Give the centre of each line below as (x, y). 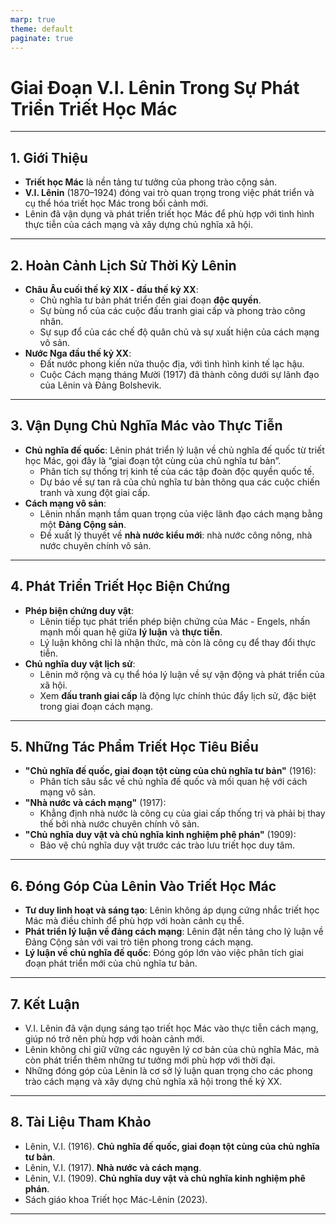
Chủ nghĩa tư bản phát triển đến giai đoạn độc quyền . (150, 300)
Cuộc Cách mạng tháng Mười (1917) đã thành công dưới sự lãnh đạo (179, 374)
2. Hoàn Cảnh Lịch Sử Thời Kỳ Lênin (123, 265)
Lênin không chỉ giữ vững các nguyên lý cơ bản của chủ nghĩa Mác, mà (172, 1049)
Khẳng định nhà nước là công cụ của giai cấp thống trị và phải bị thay (182, 813)
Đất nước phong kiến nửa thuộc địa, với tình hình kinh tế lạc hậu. (172, 363)
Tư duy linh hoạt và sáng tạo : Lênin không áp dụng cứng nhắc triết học (172, 910)
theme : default (42, 29)
